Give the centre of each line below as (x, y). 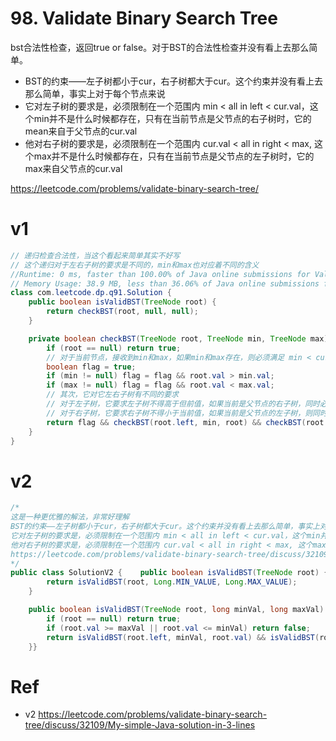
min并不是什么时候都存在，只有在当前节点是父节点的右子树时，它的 (172, 118)
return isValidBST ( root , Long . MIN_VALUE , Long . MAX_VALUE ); (172, 582)
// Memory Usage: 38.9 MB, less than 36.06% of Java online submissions (165, 283)
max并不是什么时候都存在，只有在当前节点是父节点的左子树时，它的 (174, 156)
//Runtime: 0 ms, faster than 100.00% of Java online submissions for (160, 274)
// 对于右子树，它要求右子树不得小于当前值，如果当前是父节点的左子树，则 (179, 413)
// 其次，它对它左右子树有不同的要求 (113, 395)
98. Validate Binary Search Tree (144, 18)
